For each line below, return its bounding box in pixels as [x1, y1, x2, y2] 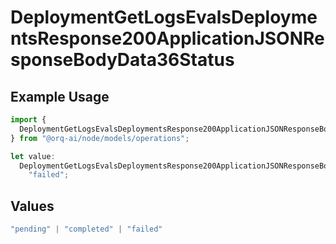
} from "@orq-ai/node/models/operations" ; [10, 133, 190, 143]
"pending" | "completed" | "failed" [10, 224, 163, 235]
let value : [10, 151, 56, 161]
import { [10, 115, 47, 125]
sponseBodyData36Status [10, 49, 235, 71]
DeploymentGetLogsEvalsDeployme [10, 6, 318, 29]
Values [10, 197, 55, 215]
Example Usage [10, 88, 110, 105]
